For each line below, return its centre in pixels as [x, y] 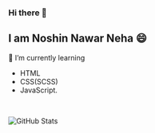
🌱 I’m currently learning [47, 57]
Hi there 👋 [28, 13]
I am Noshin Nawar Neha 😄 [78, 39]
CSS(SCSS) [39, 81]
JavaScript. [39, 90]
